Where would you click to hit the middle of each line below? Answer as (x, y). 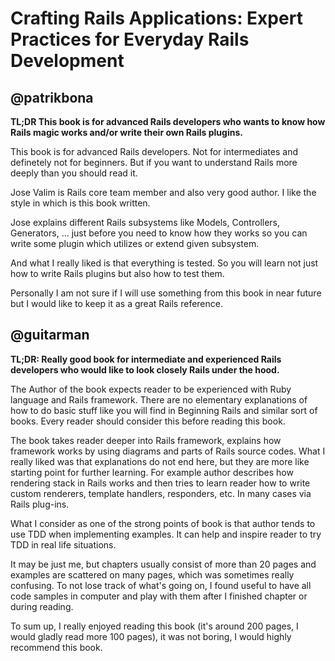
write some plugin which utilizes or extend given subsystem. (135, 243)
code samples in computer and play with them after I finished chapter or (159, 596)
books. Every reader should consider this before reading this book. (148, 421)
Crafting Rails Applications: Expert (156, 18)
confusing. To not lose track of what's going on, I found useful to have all (161, 585)
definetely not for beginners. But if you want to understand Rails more (154, 162)
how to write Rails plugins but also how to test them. (117, 273)
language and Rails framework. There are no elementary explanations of (159, 399)
